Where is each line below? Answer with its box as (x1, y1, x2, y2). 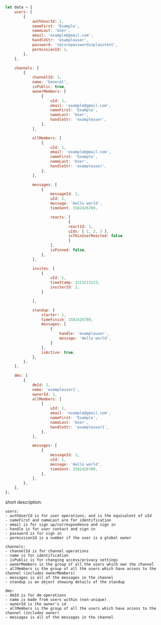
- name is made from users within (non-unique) (5, 597, 107, 602)
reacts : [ (50, 214, 71, 219)
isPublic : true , (32, 84, 66, 89)
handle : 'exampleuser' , (59, 331, 109, 336)
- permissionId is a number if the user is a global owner (5, 535, 132, 540)
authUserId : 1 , (32, 19, 64, 24)
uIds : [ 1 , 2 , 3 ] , (68, 229, 109, 234)
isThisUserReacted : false (68, 234, 123, 239)
